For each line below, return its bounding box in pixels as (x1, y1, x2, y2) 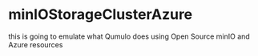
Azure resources (8, 39, 63, 49)
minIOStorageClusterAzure (8, 6, 193, 24)
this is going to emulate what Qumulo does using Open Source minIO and (8, 32, 250, 41)
